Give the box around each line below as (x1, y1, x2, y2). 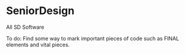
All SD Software (6, 23, 44, 31)
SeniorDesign (6, 4, 75, 18)
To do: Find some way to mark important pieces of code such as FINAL (6, 35, 179, 42)
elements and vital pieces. (6, 41, 70, 48)
